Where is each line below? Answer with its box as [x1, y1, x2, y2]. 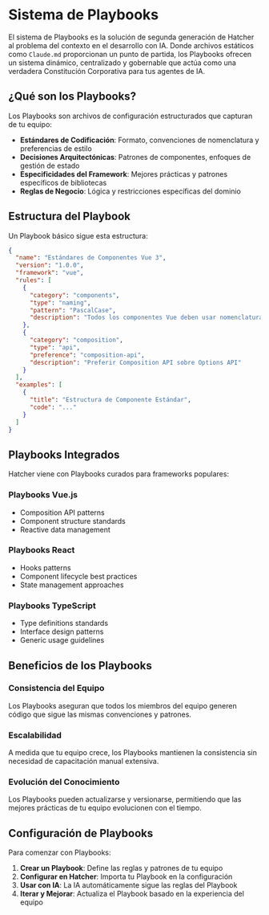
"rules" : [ [15, 276, 52, 284]
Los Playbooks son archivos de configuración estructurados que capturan [8, 111, 253, 121]
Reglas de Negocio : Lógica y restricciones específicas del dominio [19, 186, 242, 196]
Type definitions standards [19, 619, 109, 628]
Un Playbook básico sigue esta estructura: [8, 231, 148, 240]
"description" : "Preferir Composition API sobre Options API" [29, 358, 242, 366]
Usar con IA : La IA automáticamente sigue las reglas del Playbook [19, 880, 238, 890]
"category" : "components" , [29, 291, 120, 299]
